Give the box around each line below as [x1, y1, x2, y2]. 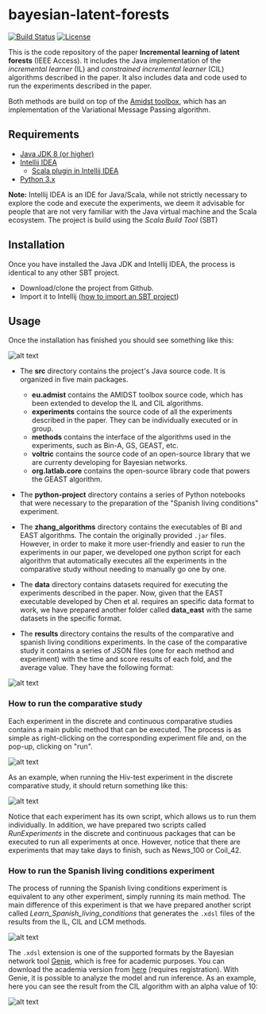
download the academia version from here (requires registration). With [8, 964, 239, 974]
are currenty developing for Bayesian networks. [31, 458, 188, 467]
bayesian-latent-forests [8, 6, 170, 24]
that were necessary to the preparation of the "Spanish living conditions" [19, 498, 259, 508]
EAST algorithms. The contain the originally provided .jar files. [19, 531, 226, 540]
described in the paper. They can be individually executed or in [31, 416, 238, 425]
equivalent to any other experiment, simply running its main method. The [8, 892, 246, 901]
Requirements [8, 128, 79, 141]
